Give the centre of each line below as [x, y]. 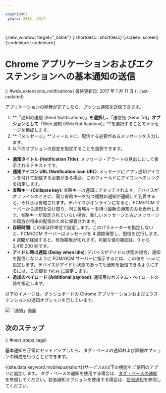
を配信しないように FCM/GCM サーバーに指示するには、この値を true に [86, 258]
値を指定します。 [29, 283]
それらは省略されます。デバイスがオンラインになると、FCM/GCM [88, 203]
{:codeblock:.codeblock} [30, 42]
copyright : [16, 14]
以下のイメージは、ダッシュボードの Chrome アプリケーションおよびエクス [82, 294]
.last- [144, 91]
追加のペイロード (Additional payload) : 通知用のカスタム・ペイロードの [85, 277]
